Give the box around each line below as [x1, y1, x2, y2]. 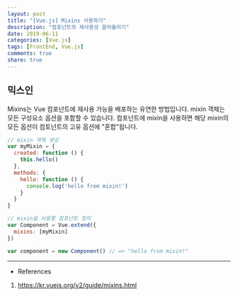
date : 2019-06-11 [7, 30, 59, 38]
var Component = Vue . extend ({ [7, 222, 97, 229]
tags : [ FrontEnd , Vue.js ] [7, 43, 84, 50]
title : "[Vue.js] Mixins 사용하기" [7, 17, 106, 24]
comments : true [7, 50, 52, 57]
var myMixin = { [7, 143, 55, 150]
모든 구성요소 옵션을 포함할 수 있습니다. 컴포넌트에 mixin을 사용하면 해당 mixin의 [7, 113, 229, 122]
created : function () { [13, 149, 84, 156]
